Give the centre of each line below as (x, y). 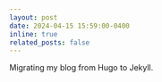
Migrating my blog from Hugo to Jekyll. (81, 68)
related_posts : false (50, 42)
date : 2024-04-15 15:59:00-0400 (69, 26)
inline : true (34, 34)
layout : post (34, 17)
